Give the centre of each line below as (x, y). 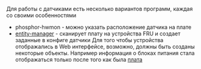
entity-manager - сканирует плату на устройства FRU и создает (98, 34)
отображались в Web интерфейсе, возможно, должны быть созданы (105, 46)
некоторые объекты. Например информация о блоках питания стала (105, 53)
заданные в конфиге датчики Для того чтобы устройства (89, 40)
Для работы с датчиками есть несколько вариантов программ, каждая (100, 9)
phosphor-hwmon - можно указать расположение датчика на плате (103, 27)
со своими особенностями (41, 15)
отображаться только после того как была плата (79, 60)
